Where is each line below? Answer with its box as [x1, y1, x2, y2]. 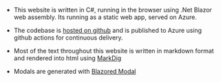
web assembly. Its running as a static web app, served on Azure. [13, 13, 198, 21]
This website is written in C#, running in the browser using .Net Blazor [13, 6, 212, 14]
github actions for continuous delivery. [13, 33, 123, 42]
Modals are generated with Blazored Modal [13, 68, 136, 75]
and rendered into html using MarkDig [13, 54, 122, 62]
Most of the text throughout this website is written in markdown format [13, 47, 215, 55]
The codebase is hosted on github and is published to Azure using [13, 27, 202, 34]
